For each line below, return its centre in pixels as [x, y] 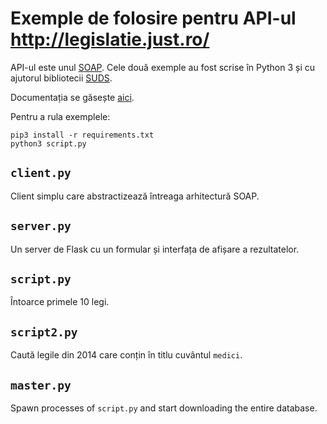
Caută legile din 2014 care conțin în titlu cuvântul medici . [126, 355]
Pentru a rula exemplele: [60, 116]
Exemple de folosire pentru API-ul [153, 18]
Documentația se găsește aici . [72, 97]
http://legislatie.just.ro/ [110, 39]
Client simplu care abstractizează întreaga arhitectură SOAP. [135, 196]
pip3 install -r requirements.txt [82, 135]
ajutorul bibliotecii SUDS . [61, 78]
